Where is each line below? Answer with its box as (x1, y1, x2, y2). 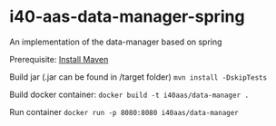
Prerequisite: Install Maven (9, 53, 109, 64)
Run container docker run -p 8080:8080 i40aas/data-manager (9, 106, 239, 117)
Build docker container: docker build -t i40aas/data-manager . (9, 89, 250, 100)
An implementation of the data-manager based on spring (9, 36, 222, 47)
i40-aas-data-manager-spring (9, 6, 245, 27)
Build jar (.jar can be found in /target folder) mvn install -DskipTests (9, 71, 268, 82)
